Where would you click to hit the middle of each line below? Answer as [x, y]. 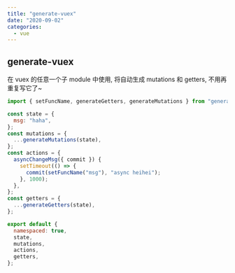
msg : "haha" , [33, 120]
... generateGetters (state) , [55, 205]
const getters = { [34, 199]
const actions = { [34, 153]
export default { [33, 224]
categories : [24, 27]
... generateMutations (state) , [57, 140]
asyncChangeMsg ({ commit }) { [57, 160]
